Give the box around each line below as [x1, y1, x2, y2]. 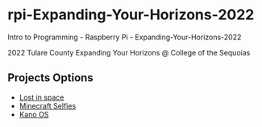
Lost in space [19, 92, 64, 102]
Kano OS [19, 109, 49, 119]
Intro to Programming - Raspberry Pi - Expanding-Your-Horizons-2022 [7, 32, 242, 42]
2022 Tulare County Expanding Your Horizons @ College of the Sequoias [7, 47, 251, 57]
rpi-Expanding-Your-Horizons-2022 [7, 6, 255, 24]
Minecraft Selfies [19, 100, 77, 110]
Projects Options [7, 71, 94, 85]
